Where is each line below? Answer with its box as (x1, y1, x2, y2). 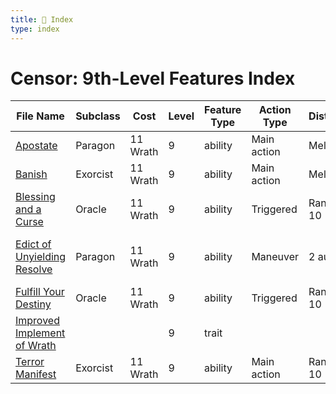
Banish (15, 167, 48, 181)
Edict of (15, 237, 52, 251)
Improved (15, 314, 60, 328)
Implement (15, 326, 66, 340)
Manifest (15, 367, 57, 381)
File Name (16, 109, 65, 123)
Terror (15, 355, 45, 369)
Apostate (15, 139, 58, 153)
